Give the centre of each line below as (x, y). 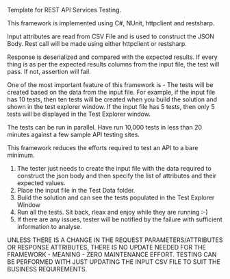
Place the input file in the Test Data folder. (76, 190)
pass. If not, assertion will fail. (49, 72)
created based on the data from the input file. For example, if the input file (111, 92)
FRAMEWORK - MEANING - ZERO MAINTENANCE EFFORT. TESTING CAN (112, 254)
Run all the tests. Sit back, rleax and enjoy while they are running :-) (112, 212)
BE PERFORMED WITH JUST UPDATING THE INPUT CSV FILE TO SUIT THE (114, 262)
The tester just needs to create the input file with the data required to (114, 168)
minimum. (21, 155)
